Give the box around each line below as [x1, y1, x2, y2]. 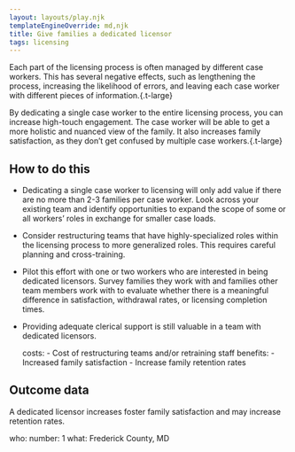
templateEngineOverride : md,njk [9, 21, 128, 30]
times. [21, 304, 45, 315]
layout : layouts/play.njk [9, 12, 105, 22]
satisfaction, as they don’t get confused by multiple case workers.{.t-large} [9, 136, 283, 146]
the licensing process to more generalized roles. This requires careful [21, 240, 276, 251]
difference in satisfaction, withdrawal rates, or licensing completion [21, 294, 268, 306]
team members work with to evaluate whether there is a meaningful [21, 285, 268, 296]
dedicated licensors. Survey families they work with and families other [21, 276, 279, 286]
